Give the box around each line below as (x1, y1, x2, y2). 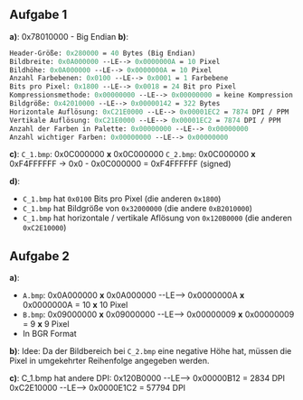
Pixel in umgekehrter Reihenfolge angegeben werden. (9, 356, 210, 367)
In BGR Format (22, 329, 77, 340)
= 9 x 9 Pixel (22, 319, 70, 330)
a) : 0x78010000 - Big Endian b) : (9, 31, 129, 42)
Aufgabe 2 (9, 248, 71, 264)
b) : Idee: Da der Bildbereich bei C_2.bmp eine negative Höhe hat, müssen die (9, 346, 292, 357)
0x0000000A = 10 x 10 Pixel (22, 300, 128, 311)
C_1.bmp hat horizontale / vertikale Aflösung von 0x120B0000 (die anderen (22, 212, 292, 224)
